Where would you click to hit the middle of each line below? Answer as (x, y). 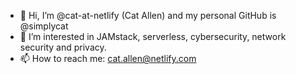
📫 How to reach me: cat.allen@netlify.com (108, 58)
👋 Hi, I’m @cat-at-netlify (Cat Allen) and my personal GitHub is (148, 15)
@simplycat (44, 26)
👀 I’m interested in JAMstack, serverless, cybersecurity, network (153, 36)
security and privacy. (63, 47)
